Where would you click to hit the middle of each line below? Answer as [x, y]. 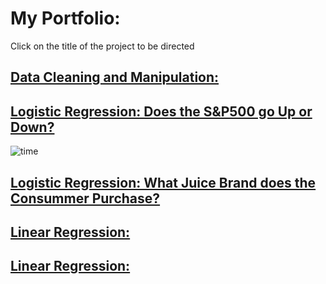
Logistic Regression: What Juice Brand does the [163, 182]
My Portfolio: [65, 18]
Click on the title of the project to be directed [102, 46]
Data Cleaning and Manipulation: [115, 77]
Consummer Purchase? [85, 198]
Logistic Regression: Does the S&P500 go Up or [161, 111]
